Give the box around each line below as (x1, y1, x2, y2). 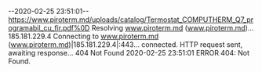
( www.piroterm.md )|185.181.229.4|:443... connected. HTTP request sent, (8, 40, 243, 49)
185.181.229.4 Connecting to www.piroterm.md (8, 31, 159, 41)
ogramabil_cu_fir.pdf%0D (8, 23, 90, 32)
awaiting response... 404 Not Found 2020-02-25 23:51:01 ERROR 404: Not (8, 49, 249, 57)
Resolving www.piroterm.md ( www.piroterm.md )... (91, 23, 254, 32)
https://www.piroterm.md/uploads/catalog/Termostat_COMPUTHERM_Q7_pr (8, 15, 254, 24)
